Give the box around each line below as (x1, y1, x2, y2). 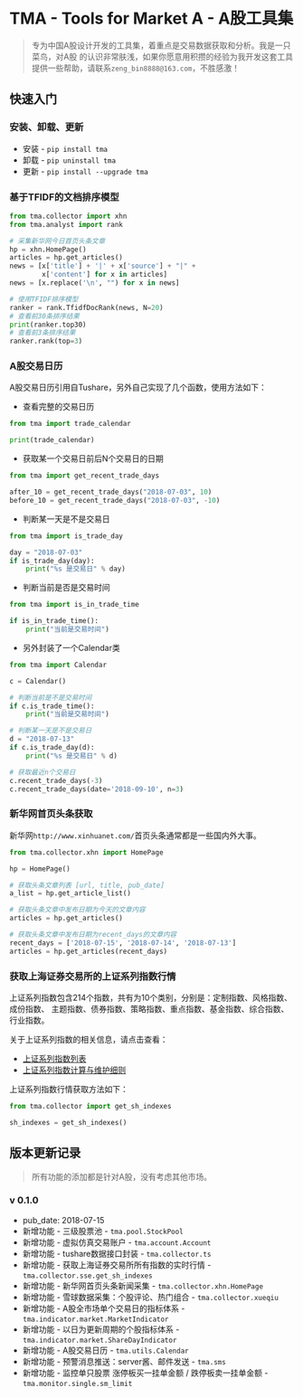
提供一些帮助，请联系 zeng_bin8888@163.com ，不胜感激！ (31, 62, 240, 73)
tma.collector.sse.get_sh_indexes (22, 1271, 153, 1280)
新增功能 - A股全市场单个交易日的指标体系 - (22, 1303, 185, 1314)
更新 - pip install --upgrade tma (22, 165, 149, 176)
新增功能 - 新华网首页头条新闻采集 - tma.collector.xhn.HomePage (22, 1280, 264, 1291)
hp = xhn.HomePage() (9, 245, 88, 254)
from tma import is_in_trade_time (9, 600, 140, 609)
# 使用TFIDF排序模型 (9, 295, 79, 304)
